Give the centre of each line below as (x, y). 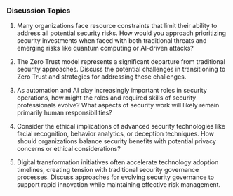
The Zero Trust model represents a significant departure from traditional (121, 62)
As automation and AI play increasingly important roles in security (112, 91)
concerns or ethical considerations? (68, 149)
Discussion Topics (39, 11)
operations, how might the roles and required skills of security (106, 98)
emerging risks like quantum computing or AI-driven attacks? (105, 48)
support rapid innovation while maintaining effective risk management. (119, 185)
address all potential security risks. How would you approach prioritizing (121, 33)
